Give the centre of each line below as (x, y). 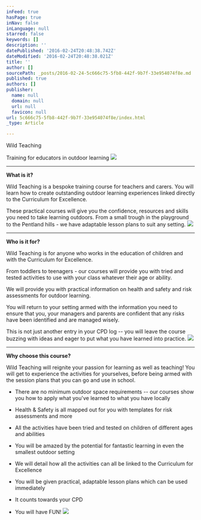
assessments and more (44, 416)
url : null (24, 106)
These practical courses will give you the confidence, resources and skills (97, 211)
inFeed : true (22, 12)
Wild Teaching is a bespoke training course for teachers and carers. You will (100, 187)
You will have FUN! (38, 512)
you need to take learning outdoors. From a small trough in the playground (98, 217)
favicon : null (29, 112)
